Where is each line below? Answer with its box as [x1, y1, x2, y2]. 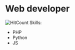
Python [12, 34, 27, 40]
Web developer [5, 3, 70, 14]
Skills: [29, 19, 42, 25]
